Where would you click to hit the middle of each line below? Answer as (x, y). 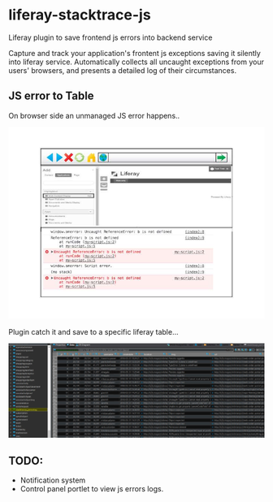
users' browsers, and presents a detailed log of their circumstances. (123, 70)
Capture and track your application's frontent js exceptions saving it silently (135, 53)
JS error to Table (52, 96)
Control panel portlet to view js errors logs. (92, 489)
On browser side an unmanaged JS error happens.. (94, 115)
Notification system (53, 480)
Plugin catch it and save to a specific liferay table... (93, 331)
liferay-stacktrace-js (80, 15)
